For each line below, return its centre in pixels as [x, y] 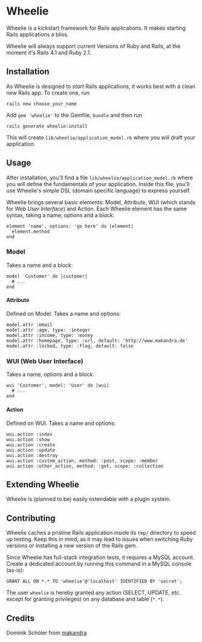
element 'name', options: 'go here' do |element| [70, 226]
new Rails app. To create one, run [48, 93]
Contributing [31, 518]
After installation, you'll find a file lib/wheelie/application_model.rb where [100, 178]
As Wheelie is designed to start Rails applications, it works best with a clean [101, 86]
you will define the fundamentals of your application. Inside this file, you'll [98, 184]
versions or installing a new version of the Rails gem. [72, 546]
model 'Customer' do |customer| [47, 276]
